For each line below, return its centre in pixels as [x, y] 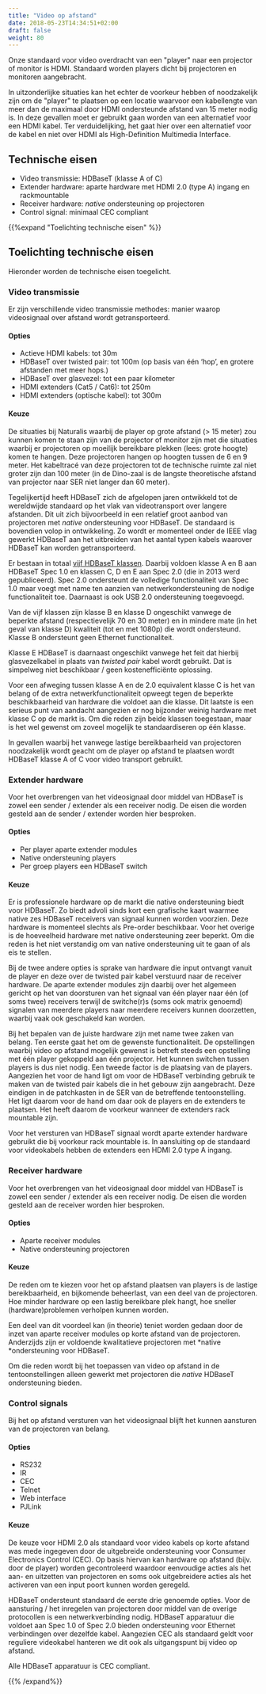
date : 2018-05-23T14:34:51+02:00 [63, 23]
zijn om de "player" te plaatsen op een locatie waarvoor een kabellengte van [133, 101]
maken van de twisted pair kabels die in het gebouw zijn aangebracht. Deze [132, 1084]
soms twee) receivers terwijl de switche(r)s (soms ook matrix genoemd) [125, 1002]
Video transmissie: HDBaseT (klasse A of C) [91, 178]
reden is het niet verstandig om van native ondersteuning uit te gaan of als [129, 944]
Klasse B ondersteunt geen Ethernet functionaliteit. [91, 637]
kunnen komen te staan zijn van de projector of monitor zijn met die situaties [133, 440]
